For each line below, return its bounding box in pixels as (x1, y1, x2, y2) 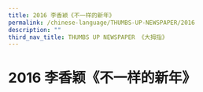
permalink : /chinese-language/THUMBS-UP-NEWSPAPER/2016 (8, 19, 195, 27)
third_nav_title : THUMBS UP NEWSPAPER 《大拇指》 (8, 33, 168, 41)
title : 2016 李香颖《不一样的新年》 (8, 11, 116, 19)
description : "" (8, 26, 61, 34)
